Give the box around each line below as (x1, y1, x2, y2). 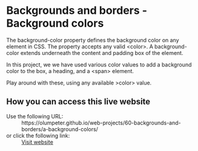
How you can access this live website (6, 97, 151, 107)
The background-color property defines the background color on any (6, 36, 180, 43)
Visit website (21, 138, 53, 146)
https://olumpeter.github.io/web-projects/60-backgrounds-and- (21, 119, 181, 126)
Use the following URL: (6, 112, 64, 120)
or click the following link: (6, 132, 70, 139)
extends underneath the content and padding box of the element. (20, 49, 183, 56)
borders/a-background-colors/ (21, 125, 99, 133)
